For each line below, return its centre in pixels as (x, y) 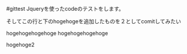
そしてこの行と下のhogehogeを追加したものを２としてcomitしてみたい (94, 21)
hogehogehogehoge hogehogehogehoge (57, 33)
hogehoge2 (20, 45)
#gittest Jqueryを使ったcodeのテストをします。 (65, 9)
